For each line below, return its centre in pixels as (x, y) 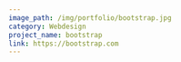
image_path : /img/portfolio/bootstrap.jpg (90, 18)
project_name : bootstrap (55, 35)
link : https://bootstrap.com (64, 43)
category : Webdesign (48, 26)
